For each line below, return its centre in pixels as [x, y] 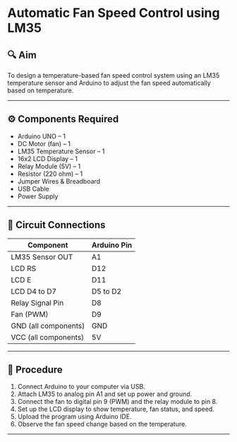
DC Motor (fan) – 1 [44, 143]
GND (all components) [48, 325]
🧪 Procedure [35, 370]
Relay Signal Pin [37, 303]
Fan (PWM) [30, 314]
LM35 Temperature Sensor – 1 [61, 151]
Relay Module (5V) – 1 [49, 166]
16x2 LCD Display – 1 [48, 159]
